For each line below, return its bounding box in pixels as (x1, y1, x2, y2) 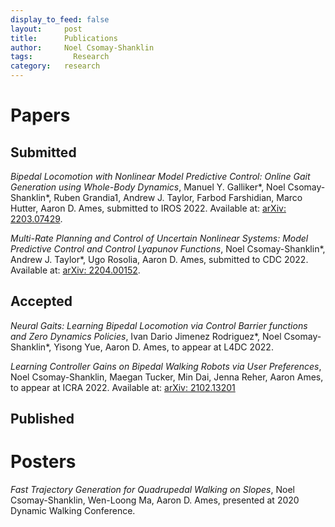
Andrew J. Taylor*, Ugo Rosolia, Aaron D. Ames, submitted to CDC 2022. (10, 254, 309, 265)
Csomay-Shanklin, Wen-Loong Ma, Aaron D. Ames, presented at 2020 (10, 494, 300, 506)
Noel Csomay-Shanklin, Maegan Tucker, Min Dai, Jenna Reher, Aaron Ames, (10, 371, 324, 383)
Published (10, 411, 75, 428)
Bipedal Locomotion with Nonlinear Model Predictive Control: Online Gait (10, 171, 311, 182)
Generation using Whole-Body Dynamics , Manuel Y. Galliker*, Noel (10, 181, 286, 193)
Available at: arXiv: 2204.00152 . (10, 264, 141, 276)
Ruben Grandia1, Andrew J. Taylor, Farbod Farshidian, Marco (53, 192, 303, 203)
